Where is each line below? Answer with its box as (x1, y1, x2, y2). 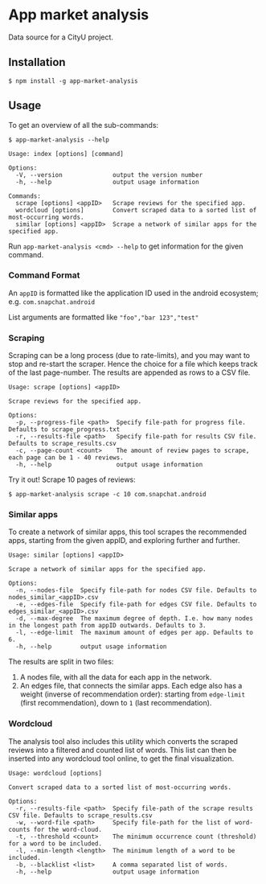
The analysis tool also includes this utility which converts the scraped (8, 736, 239, 746)
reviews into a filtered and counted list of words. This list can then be (8, 745, 237, 754)
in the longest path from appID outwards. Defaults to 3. (8, 622, 207, 630)
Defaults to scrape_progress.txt (8, 426, 121, 434)
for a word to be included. (8, 839, 103, 848)
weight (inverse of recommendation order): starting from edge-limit (19, 689, 246, 699)
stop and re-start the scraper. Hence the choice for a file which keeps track (8, 360, 259, 369)
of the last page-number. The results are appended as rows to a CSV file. (8, 368, 251, 377)
